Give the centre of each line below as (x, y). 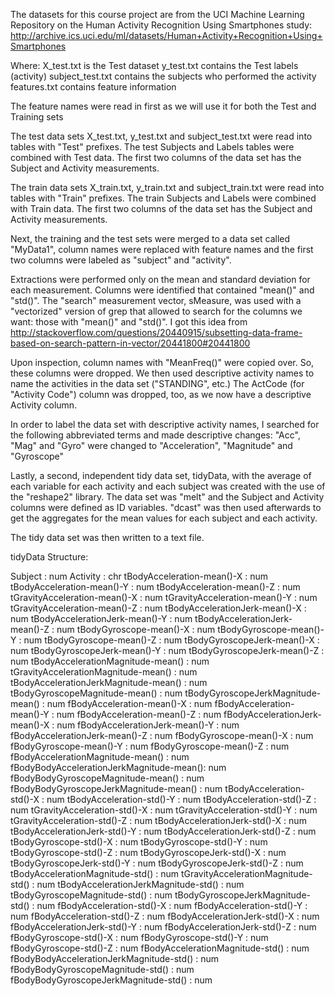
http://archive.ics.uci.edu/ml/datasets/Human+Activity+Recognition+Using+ (166, 35)
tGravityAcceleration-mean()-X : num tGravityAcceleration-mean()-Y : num (164, 597)
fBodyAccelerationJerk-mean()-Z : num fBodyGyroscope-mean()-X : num (162, 735)
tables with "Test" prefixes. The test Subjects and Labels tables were (152, 147)
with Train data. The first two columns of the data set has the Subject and (161, 208)
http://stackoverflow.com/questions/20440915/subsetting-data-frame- (156, 332)
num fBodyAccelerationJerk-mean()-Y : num (148, 725)
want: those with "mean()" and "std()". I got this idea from (129, 322)
